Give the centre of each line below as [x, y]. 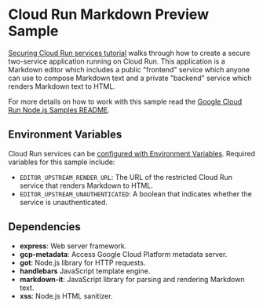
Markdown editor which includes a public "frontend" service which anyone [129, 69]
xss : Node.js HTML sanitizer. [66, 295]
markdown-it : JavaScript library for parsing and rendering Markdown [132, 279]
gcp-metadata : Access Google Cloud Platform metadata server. [123, 254]
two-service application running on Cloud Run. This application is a [117, 61]
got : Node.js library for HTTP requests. [82, 262]
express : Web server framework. [73, 246]
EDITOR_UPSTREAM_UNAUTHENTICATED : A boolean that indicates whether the [136, 193]
